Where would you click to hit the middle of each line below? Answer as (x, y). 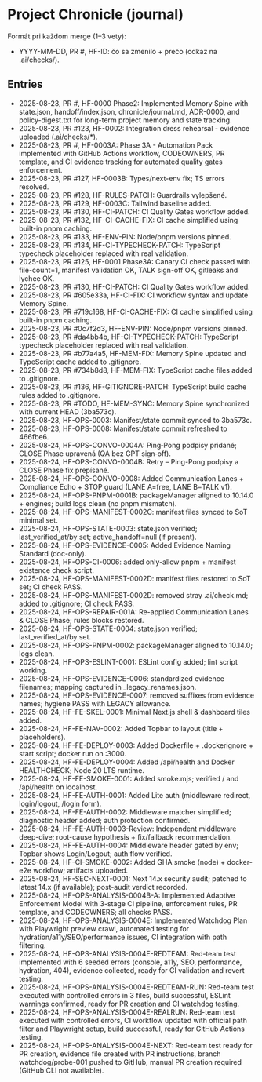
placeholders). (42, 737)
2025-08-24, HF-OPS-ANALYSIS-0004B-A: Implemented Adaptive (127, 895)
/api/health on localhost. (58, 787)
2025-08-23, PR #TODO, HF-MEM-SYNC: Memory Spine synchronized (134, 403)
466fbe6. (34, 436)
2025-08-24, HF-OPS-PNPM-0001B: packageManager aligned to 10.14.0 (136, 495)
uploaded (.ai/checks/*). (58, 137)
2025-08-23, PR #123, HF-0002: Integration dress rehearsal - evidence (134, 128)
